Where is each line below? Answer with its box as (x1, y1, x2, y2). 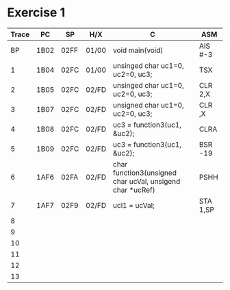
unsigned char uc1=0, (112, 100, 185, 110)
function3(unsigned (112, 168, 177, 178)
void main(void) (112, 45, 164, 55)
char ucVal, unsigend (112, 176, 181, 186)
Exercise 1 (7, 5, 66, 21)
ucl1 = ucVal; (112, 200, 155, 210)
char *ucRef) (112, 185, 155, 195)
